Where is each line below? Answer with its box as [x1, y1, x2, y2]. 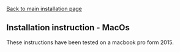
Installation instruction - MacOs [6, 22, 130, 33]
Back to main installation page [6, 5, 83, 12]
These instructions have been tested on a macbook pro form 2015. [6, 39, 174, 46]
